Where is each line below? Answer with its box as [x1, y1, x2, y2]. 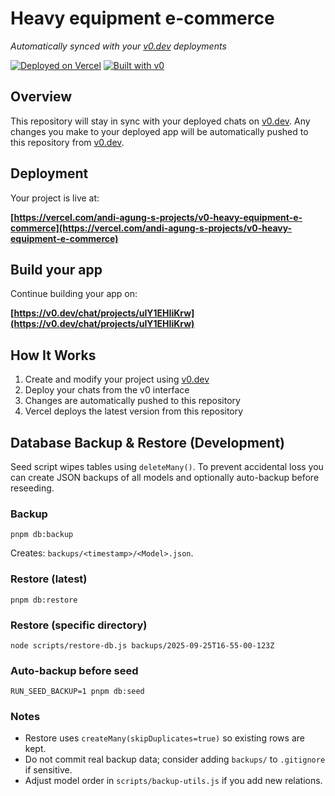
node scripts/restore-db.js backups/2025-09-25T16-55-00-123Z [10, 640, 275, 651]
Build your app [10, 261, 103, 278]
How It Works [10, 347, 97, 364]
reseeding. [10, 482, 55, 494]
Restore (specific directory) [10, 618, 148, 632]
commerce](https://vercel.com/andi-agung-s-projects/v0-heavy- [10, 222, 293, 234]
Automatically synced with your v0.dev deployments [10, 40, 227, 52]
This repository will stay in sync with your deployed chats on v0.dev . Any [10, 115, 311, 127]
